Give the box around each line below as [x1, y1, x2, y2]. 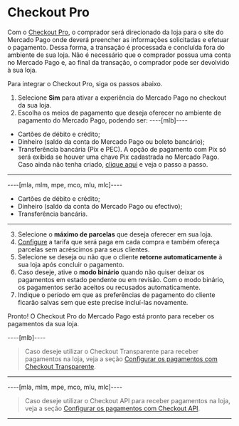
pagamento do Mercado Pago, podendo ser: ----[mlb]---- [17, 115, 188, 125]
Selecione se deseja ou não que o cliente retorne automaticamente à [17, 252, 223, 261]
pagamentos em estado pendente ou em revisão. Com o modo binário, [17, 275, 225, 284]
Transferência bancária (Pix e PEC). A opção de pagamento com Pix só [17, 145, 226, 153]
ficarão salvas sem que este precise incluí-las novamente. [17, 298, 188, 306]
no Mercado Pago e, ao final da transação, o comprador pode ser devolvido [7, 58, 230, 66]
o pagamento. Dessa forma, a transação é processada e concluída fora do [7, 43, 225, 51]
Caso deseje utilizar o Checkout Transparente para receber [24, 347, 199, 355]
